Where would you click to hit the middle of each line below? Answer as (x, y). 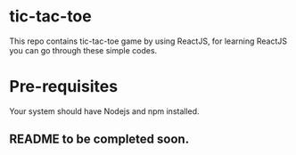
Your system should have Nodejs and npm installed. (104, 111)
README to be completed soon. (99, 139)
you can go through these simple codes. (83, 50)
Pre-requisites (64, 87)
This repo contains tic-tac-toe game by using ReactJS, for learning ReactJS (148, 41)
